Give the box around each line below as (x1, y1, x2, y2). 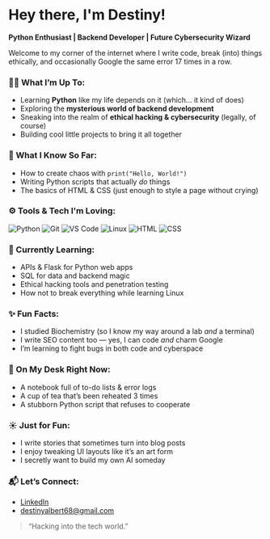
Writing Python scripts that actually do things (19, 176, 171, 187)
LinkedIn (19, 497, 49, 507)
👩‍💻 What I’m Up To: (8, 77, 86, 88)
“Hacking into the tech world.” (27, 521, 129, 531)
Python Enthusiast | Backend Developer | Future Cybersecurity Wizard (8, 32, 251, 42)
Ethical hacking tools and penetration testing (19, 280, 169, 289)
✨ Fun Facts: (8, 309, 59, 320)
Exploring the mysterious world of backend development (19, 103, 214, 114)
